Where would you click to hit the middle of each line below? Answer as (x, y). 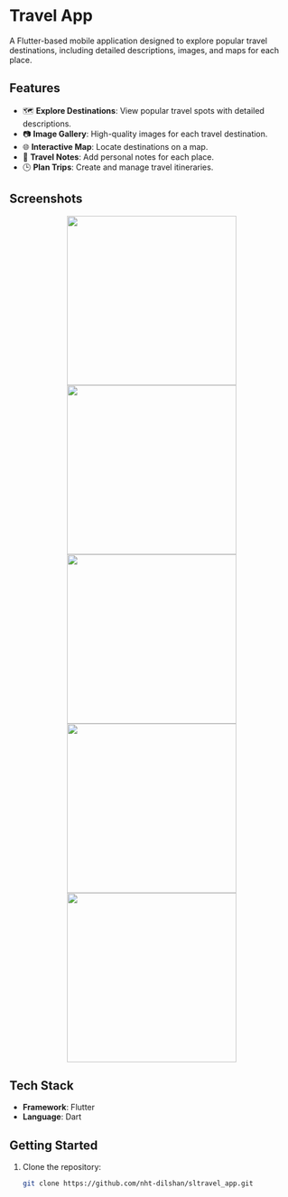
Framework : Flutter (59, 1108)
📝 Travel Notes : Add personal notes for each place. (118, 157)
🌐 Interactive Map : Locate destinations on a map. (115, 146)
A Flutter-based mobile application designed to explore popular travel (139, 41)
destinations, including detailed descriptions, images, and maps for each (144, 50)
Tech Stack (42, 1086)
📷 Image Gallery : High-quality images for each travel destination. (145, 134)
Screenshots (46, 199)
